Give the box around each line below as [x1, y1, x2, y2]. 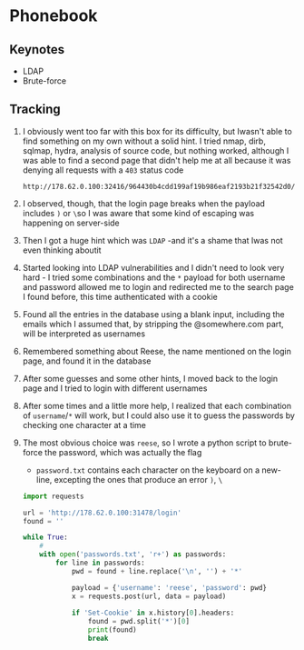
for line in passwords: [55, 558, 145, 568]
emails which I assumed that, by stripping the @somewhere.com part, [22, 318, 284, 329]
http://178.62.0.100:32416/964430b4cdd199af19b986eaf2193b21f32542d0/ [22, 182, 296, 191]
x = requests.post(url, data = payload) [71, 592, 227, 601]
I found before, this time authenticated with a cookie [22, 291, 218, 302]
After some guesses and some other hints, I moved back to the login [22, 373, 279, 384]
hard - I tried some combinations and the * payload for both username [22, 272, 286, 283]
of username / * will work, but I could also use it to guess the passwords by [22, 410, 295, 421]
